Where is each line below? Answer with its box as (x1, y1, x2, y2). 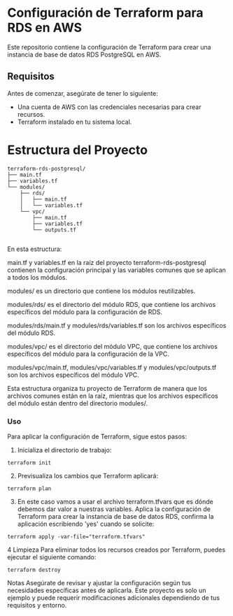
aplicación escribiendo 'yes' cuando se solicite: (17, 520, 155, 528)
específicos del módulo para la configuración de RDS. (7, 308, 163, 316)
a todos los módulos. (7, 273, 68, 281)
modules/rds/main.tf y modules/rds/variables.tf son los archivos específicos (7, 321, 227, 329)
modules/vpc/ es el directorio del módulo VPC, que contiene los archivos (7, 342, 218, 350)
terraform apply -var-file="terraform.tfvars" (7, 533, 146, 540)
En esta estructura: (7, 245, 62, 253)
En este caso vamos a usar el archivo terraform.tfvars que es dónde (17, 497, 213, 506)
